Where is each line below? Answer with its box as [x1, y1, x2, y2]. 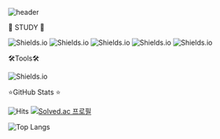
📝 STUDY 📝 [8, 23, 45, 31]
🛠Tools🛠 [8, 53, 40, 63]
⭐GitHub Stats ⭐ [8, 87, 61, 97]
